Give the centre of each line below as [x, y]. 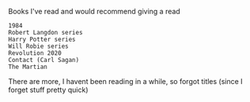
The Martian [28, 67]
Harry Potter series [42, 39]
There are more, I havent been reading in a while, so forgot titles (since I [125, 81]
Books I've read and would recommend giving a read [94, 11]
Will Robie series [38, 46]
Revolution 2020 [35, 53]
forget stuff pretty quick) [48, 90]
